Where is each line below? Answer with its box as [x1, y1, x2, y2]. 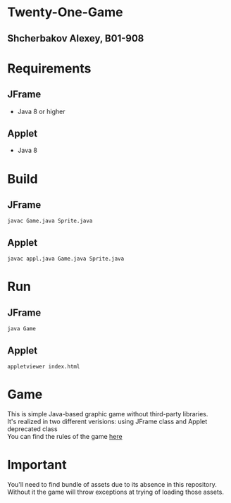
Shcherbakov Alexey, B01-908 [7, 32, 144, 44]
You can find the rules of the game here [7, 432, 123, 440]
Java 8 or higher [17, 107, 65, 116]
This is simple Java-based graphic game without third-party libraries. [7, 409, 208, 418]
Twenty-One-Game [7, 4, 123, 20]
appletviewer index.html [7, 364, 80, 371]
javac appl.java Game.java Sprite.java [7, 255, 125, 263]
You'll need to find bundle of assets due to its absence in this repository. [7, 480, 217, 488]
